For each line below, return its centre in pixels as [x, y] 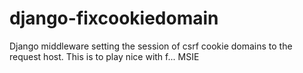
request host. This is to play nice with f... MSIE [104, 56]
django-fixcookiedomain [114, 18]
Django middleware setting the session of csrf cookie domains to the [151, 46]
